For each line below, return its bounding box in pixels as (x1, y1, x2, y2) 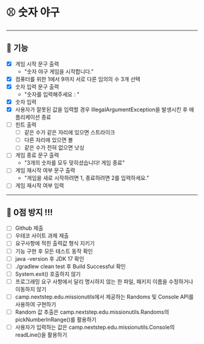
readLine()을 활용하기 (15, 331, 67, 338)
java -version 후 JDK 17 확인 (15, 255, 84, 262)
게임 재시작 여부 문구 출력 (15, 167, 76, 174)
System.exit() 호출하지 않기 (15, 270, 81, 277)
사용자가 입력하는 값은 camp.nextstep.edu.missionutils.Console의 (15, 323, 175, 331)
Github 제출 (15, 224, 44, 232)
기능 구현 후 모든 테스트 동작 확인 (15, 247, 93, 255)
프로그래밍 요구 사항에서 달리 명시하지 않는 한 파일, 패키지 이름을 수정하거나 (15, 278, 194, 285)
